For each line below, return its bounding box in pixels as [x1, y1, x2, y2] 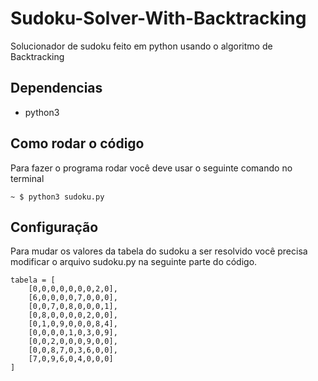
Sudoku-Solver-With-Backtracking [10, 7, 307, 30]
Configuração [10, 218, 99, 236]
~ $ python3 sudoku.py [10, 192, 105, 202]
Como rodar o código [10, 135, 145, 152]
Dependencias [10, 80, 103, 97]
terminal [10, 172, 45, 184]
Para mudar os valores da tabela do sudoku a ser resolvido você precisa [10, 245, 308, 257]
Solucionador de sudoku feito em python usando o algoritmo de [10, 40, 273, 52]
